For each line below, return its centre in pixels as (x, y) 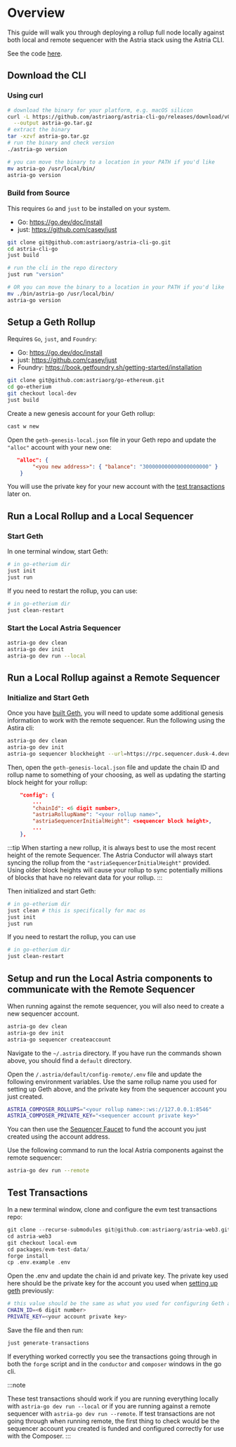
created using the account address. (59, 1137)
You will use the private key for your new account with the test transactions (116, 487)
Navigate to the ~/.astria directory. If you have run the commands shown (114, 1053)
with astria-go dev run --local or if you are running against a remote (109, 1406)
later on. (19, 494)
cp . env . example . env (39, 1262)
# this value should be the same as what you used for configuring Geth (116, 1304)
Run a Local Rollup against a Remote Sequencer (113, 677)
